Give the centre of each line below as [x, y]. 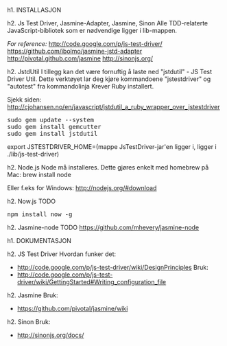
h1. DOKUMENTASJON [39, 241]
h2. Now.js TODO [32, 201]
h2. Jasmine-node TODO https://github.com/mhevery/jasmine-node [103, 227]
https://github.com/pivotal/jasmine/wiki [72, 309]
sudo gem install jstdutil [52, 134]
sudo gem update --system [51, 120]
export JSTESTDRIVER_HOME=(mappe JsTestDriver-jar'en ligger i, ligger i [112, 147]
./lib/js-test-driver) [33, 154]
